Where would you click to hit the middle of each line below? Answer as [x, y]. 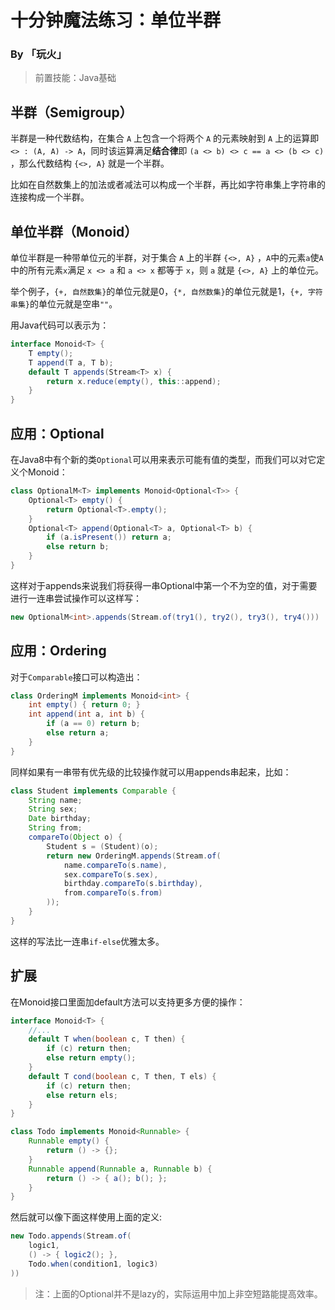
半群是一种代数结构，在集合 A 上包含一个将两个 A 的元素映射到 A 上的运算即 [165, 138]
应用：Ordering [58, 651]
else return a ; [78, 733]
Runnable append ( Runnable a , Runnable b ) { [120, 1169]
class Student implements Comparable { [93, 791]
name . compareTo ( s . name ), [115, 865]
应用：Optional [57, 433]
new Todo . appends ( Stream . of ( [71, 1236]
